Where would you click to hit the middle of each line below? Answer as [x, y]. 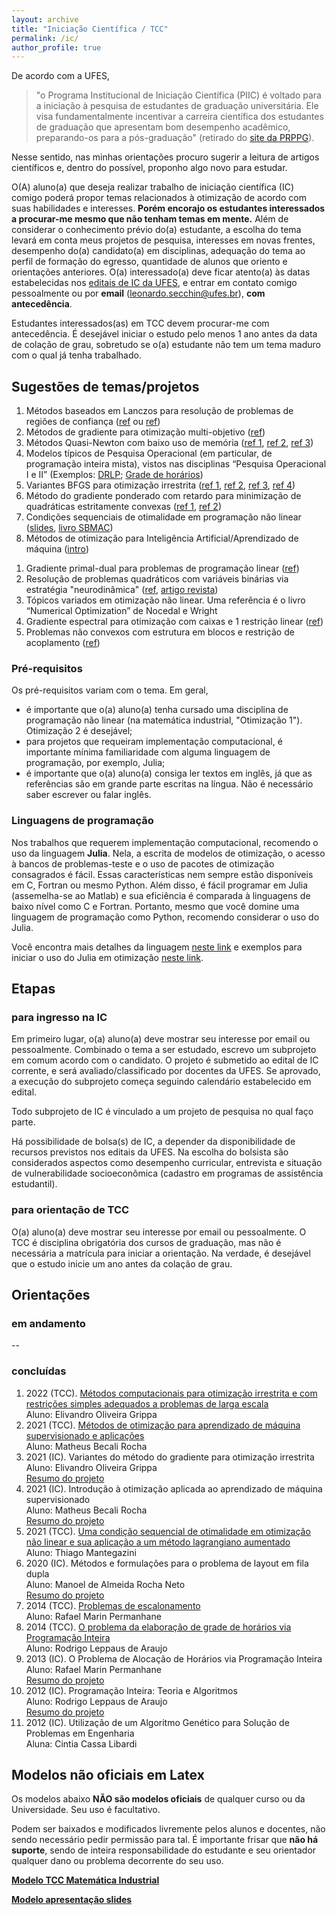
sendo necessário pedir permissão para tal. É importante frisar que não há [165, 1840]
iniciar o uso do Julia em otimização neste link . [107, 957]
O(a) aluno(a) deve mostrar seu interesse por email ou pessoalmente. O [159, 1232]
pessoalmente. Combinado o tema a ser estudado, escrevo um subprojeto [164, 1050]
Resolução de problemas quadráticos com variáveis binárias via [157, 579]
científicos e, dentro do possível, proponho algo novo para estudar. [149, 168]
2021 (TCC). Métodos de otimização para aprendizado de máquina [163, 1425]
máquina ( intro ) [57, 549]
